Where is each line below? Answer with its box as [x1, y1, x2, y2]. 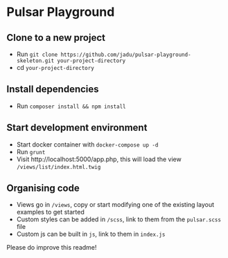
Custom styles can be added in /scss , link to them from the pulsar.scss [16, 215, 221, 223]
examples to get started [16, 208, 85, 216]
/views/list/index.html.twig [16, 163, 101, 170]
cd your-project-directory [16, 64, 94, 71]
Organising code [6, 183, 80, 194]
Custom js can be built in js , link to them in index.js [16, 230, 166, 239]
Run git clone [16, 50, 58, 58]
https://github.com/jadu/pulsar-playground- [60, 51, 191, 58]
